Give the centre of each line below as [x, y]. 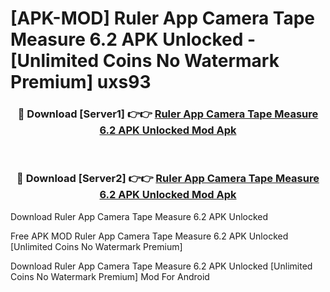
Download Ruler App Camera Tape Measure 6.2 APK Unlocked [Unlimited [161, 266]
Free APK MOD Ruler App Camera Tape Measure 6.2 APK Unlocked [149, 236]
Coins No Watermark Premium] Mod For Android [110, 276]
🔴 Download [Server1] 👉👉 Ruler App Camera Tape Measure [168, 114]
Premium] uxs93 [81, 82]
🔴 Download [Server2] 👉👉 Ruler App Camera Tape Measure [168, 179]
